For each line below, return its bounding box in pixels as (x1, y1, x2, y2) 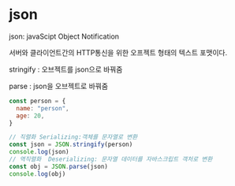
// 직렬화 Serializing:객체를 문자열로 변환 (9, 133, 138, 141)
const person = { (9, 97, 66, 105)
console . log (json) (9, 148, 69, 156)
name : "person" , (16, 104, 69, 112)
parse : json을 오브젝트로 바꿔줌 (9, 81, 109, 91)
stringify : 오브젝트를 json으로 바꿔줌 (9, 65, 123, 74)
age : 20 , (16, 112, 45, 120)
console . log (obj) (9, 169, 66, 178)
